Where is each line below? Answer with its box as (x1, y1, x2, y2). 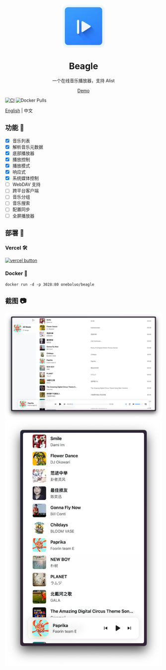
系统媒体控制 (12, 175, 39, 181)
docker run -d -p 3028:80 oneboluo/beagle (5, 282, 94, 287)
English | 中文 (5, 107, 33, 113)
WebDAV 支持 (12, 181, 41, 187)
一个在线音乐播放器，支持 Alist (52, 77, 115, 83)
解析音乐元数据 (12, 144, 43, 150)
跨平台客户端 (12, 188, 39, 194)
